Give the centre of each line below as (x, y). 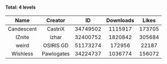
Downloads (120, 20)
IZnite (22, 37)
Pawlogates (56, 54)
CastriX (56, 29)
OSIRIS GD (56, 46)
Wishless (22, 54)
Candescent (22, 29)
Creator (56, 20)
